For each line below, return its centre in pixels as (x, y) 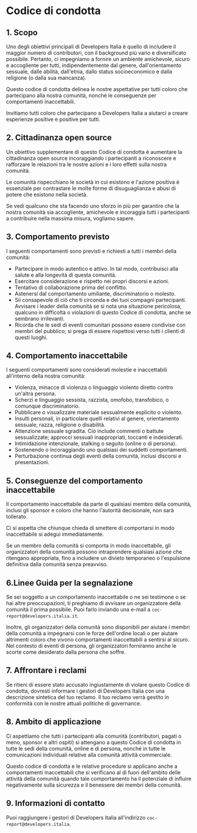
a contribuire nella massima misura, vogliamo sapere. (71, 218)
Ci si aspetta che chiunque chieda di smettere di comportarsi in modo (90, 528)
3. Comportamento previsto (58, 237)
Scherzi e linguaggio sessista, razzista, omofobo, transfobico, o (92, 400)
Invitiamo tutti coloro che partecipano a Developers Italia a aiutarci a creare (97, 113)
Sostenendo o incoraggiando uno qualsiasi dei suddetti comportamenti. (101, 450)
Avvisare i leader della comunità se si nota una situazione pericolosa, (98, 306)
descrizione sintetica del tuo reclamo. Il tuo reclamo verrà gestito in (88, 697)
